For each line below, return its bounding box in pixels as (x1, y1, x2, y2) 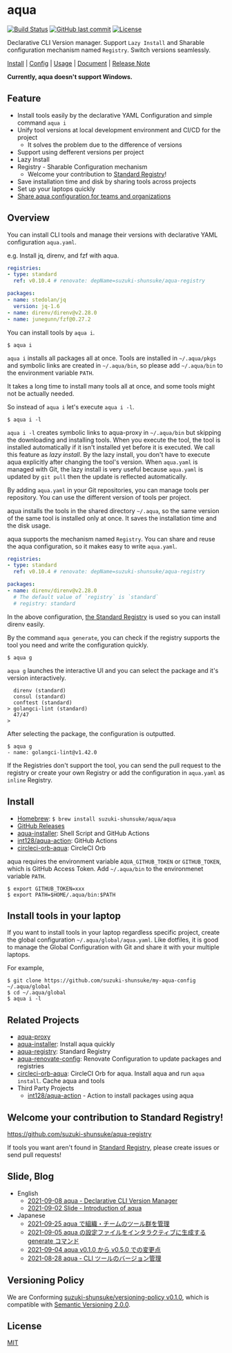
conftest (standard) (13, 699, 72, 706)
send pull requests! (7, 1150, 62, 1158)
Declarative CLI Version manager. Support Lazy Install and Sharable (7, 38, 205, 46)
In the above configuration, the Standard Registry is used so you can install (7, 612, 221, 621)
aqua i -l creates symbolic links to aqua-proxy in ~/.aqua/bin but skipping (7, 428, 222, 436)
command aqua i (17, 118, 67, 127)
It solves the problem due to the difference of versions (27, 141, 182, 149)
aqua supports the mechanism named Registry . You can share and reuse (7, 535, 215, 543)
